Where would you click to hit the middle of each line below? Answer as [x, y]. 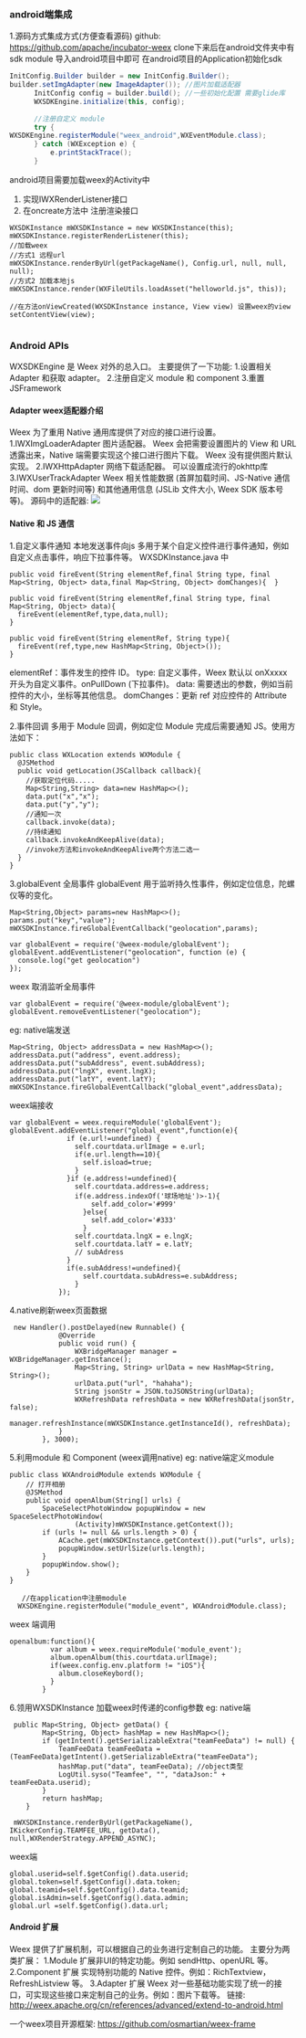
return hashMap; [73, 1798]
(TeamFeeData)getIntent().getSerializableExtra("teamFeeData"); [134, 1757]
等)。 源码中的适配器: [49, 501]
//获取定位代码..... [61, 780]
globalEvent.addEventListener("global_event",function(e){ [124, 1130]
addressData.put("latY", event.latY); [83, 1079]
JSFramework [36, 388]
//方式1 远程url [37, 255]
